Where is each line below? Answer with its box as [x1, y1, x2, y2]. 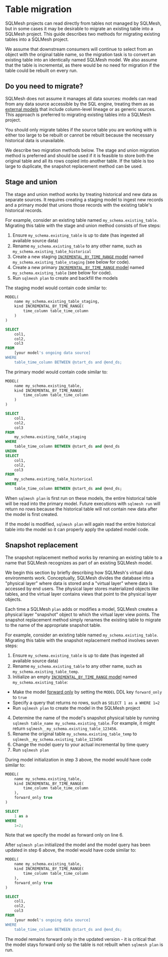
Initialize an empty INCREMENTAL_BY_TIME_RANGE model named [12, 674, 137, 680]
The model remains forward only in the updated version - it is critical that [5, 936, 156, 942]
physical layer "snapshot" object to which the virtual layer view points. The [5, 611, 159, 617]
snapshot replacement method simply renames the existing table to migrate [5, 616, 161, 623]
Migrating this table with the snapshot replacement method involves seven [5, 637, 159, 643]
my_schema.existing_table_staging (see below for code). [12, 259, 130, 265]
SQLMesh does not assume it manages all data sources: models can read [5, 95, 157, 101]
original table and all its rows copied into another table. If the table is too [5, 158, 154, 164]
